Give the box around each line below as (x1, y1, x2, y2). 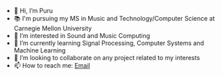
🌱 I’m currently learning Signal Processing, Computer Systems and (13, 39, 205, 47)
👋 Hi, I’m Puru (13, 7, 53, 15)
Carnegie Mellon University (13, 24, 92, 32)
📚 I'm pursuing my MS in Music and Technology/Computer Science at (13, 15, 215, 22)
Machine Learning (13, 46, 66, 55)
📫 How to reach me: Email (13, 61, 90, 69)
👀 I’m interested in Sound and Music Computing (13, 32, 151, 39)
